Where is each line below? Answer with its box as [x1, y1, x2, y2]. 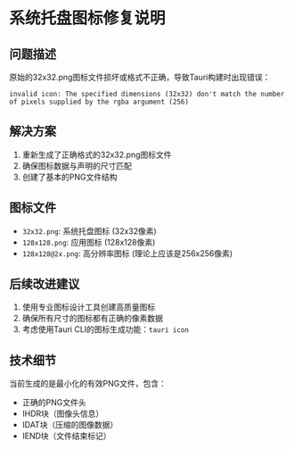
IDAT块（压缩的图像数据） [21, 420, 118, 430]
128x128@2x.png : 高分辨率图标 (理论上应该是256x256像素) [21, 247, 233, 259]
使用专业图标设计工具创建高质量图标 [21, 302, 156, 312]
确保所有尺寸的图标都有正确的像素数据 [21, 313, 163, 324]
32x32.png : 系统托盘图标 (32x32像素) [21, 225, 158, 237]
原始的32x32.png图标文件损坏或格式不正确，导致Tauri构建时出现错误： [9, 72, 271, 82]
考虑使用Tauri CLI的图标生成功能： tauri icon [21, 324, 190, 335]
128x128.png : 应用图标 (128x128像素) [21, 237, 156, 247]
